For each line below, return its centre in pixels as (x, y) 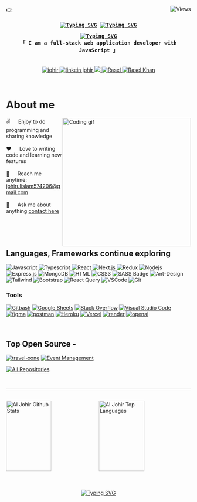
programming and (28, 130)
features (16, 161)
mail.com (17, 192)
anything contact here (33, 211)
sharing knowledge (29, 136)
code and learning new (34, 155)
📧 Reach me (24, 174)
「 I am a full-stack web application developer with (98, 43)
